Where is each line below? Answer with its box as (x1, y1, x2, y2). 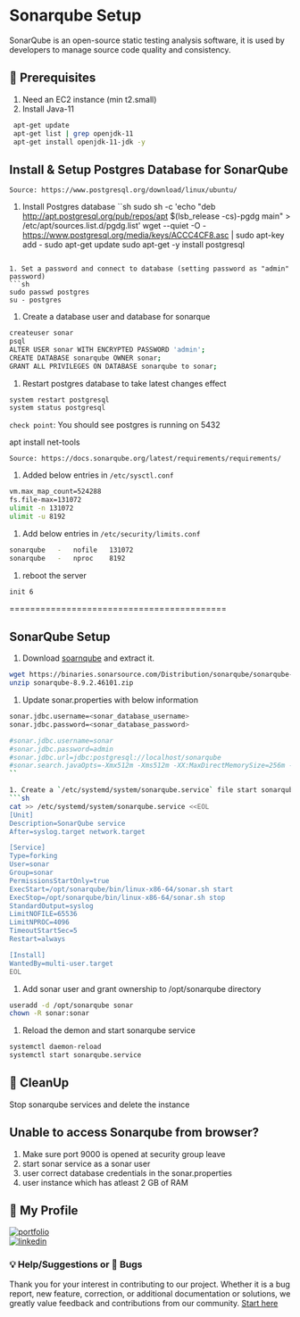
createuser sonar (9, 329, 74, 338)
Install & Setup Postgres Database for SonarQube (9, 162, 288, 177)
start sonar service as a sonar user (21, 1158, 151, 1169)
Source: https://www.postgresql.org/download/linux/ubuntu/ (9, 186, 238, 195)
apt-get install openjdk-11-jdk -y (12, 138, 146, 146)
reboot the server (21, 570, 87, 580)
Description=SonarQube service (9, 819, 126, 828)
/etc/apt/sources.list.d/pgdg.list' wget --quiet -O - (21, 221, 207, 231)
